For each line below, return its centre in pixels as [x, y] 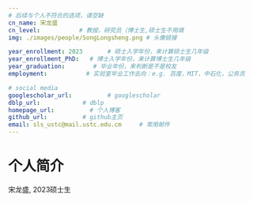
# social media [33, 88]
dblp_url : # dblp [56, 103]
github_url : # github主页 [66, 118]
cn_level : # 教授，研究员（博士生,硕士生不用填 [96, 30]
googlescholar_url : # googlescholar [84, 95]
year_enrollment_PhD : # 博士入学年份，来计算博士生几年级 [100, 59]
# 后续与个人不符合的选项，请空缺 [56, 15]
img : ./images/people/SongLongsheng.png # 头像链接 [93, 37]
